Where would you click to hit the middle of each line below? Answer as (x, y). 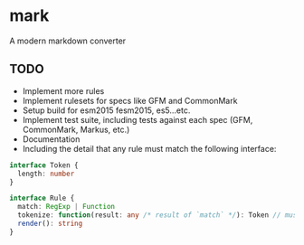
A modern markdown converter (68, 41)
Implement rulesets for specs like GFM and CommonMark (130, 100)
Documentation (51, 139)
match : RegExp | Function (66, 207)
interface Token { (44, 165)
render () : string (50, 223)
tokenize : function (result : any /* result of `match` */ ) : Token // (149, 215)
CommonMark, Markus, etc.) (76, 129)
